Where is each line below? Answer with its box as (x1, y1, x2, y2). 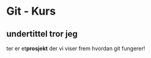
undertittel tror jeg (6, 29, 78, 39)
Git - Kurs (6, 4, 56, 18)
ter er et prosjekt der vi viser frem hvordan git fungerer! (6, 45, 145, 52)
